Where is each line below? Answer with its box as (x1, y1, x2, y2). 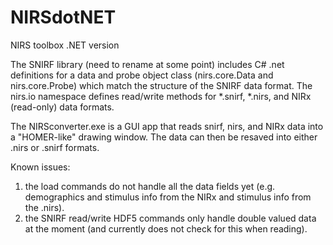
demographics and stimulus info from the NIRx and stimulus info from (24, 191, 312, 203)
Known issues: (10, 161, 71, 173)
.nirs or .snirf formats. (10, 141, 100, 153)
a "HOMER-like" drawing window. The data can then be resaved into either (10, 131, 318, 143)
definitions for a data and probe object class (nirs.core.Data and (10, 69, 274, 81)
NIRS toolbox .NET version (10, 39, 120, 51)
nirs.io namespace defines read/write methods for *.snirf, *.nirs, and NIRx (10, 90, 312, 102)
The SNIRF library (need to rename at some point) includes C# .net (10, 58, 285, 70)
